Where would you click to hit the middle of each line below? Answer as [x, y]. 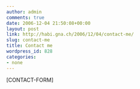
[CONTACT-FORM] [30, 80]
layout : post [23, 29]
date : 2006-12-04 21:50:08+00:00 [48, 23]
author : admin [24, 12]
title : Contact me [29, 46]
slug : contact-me [28, 40]
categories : [21, 57]
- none [15, 62]
